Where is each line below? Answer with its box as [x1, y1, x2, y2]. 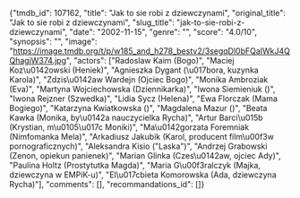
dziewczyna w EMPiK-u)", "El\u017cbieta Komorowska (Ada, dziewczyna [9, 169, 277, 180]
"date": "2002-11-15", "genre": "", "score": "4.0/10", [69, 27, 258, 37]
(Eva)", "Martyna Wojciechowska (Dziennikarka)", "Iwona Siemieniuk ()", [9, 84, 276, 94]
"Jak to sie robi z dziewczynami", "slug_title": [9, 17, 175, 28]
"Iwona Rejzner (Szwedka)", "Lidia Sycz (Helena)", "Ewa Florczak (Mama [9, 93, 278, 104]
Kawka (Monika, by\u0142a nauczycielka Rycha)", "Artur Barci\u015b [9, 112, 263, 123]
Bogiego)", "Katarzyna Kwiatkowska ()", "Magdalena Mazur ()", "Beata [9, 103, 268, 113]
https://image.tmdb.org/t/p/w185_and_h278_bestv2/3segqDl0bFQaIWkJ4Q [13, 46, 291, 56]
